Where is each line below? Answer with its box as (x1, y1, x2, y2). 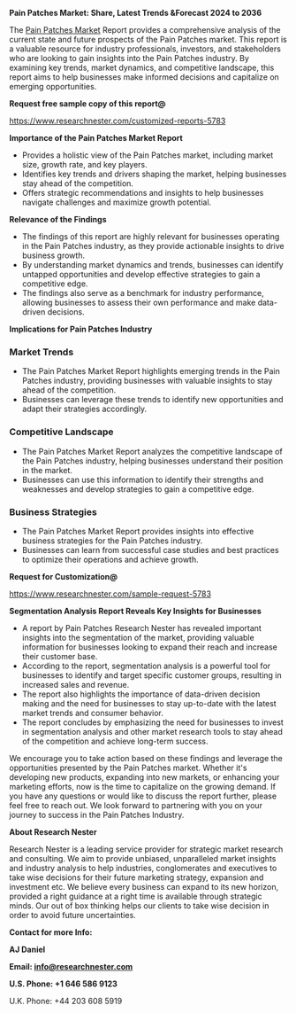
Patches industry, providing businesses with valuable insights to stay (21, 376, 273, 386)
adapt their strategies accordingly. (21, 403, 148, 415)
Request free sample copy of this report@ (9, 98, 166, 109)
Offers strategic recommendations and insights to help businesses (21, 188, 264, 198)
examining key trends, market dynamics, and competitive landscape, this (9, 62, 275, 73)
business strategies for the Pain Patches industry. (21, 535, 203, 546)
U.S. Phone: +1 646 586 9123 (9, 978, 118, 989)
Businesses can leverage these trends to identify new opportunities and (21, 394, 285, 405)
